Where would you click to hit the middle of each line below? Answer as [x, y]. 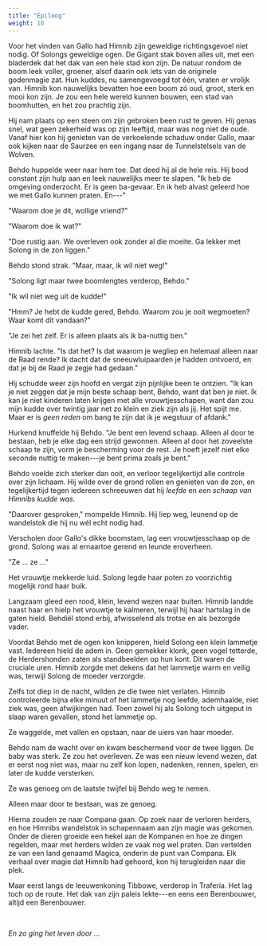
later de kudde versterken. [52, 772]
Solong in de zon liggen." [49, 250]
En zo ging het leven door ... [54, 933]
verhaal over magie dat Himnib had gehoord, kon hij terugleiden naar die [127, 862]
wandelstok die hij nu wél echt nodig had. [77, 522]
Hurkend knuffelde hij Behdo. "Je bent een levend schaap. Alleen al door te [132, 432]
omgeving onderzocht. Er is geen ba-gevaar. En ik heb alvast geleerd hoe [129, 186]
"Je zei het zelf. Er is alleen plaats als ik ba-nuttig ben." [98, 335]
